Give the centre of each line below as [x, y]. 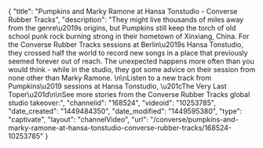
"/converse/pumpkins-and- [194, 119]
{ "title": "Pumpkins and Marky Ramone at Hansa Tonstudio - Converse [123, 11]
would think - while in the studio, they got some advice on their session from [132, 69]
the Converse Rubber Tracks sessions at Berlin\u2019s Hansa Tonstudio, [126, 45]
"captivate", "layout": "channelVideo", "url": [79, 119]
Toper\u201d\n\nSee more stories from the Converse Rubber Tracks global [129, 94]
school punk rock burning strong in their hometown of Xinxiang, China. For [129, 36]
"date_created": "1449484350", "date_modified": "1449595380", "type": [125, 111]
